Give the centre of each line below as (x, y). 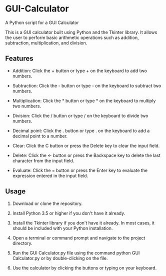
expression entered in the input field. (50, 175)
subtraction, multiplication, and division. (46, 42)
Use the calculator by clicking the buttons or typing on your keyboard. (84, 267)
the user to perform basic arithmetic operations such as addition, (72, 37)
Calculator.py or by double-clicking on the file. (60, 258)
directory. (22, 243)
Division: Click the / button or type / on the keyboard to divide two (80, 115)
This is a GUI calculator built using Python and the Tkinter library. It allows (81, 32)
